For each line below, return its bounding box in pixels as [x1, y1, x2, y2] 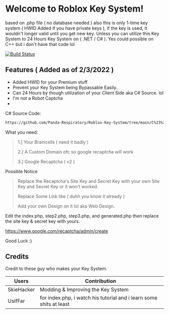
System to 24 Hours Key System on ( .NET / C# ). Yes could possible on [5, 36, 154, 42]
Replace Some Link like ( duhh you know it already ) [17, 193, 125, 199]
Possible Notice [5, 168, 38, 174]
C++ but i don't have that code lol [5, 41, 75, 47]
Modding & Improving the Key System [40, 286, 129, 293]
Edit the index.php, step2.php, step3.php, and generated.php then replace [5, 213, 159, 219]
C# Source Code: [5, 110, 41, 116]
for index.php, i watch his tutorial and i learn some [40, 294, 157, 301]
